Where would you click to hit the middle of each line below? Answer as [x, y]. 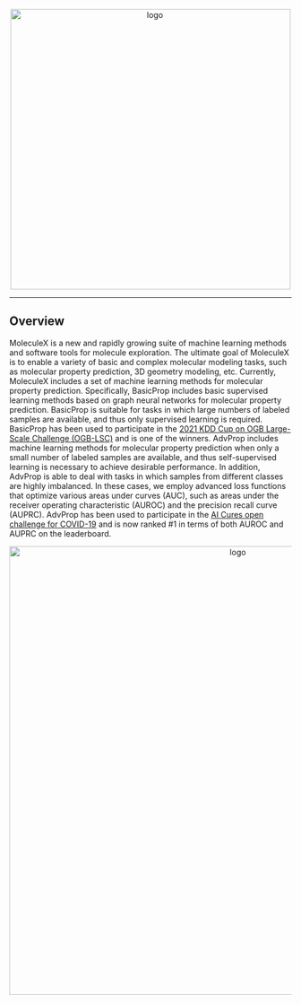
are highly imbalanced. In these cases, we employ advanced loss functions [148, 485]
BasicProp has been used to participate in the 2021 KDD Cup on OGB [137, 428]
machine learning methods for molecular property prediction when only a [144, 448]
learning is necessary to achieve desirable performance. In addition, [135, 467]
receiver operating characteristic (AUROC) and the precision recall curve [143, 505]
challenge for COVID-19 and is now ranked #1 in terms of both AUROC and [146, 524]
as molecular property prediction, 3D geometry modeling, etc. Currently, [142, 371]
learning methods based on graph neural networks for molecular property [146, 400]
